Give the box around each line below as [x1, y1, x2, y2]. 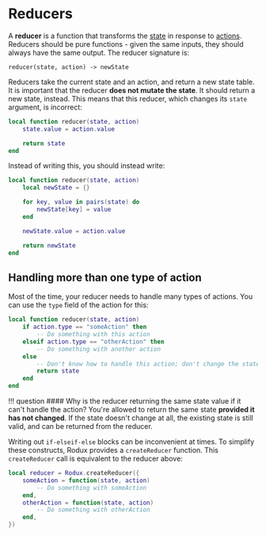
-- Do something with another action [36, 345, 161, 353]
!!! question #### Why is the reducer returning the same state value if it [8, 396, 241, 405]
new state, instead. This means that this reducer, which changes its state [8, 94, 248, 103]
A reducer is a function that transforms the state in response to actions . [8, 31, 242, 40]
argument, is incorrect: [8, 102, 83, 112]
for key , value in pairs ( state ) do [22, 198, 140, 206]
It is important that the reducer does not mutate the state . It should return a [8, 85, 256, 95]
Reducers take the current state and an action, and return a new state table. [8, 77, 255, 86]
